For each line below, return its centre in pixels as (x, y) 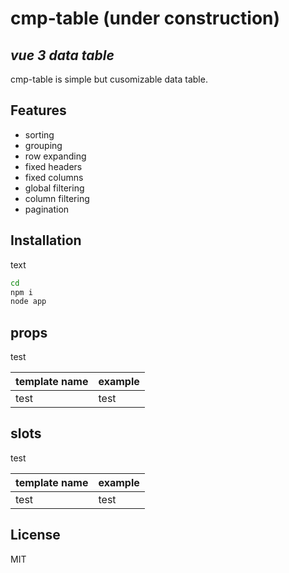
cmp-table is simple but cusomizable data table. (109, 79)
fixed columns (54, 177)
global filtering (54, 188)
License (35, 535)
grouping (43, 145)
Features (38, 110)
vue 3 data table (62, 55)
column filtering (57, 198)
